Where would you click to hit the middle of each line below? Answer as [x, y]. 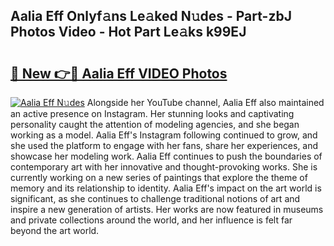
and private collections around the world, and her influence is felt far [151, 220]
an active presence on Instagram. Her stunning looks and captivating [152, 113]
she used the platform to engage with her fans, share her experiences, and [164, 145]
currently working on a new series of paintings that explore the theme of [159, 177]
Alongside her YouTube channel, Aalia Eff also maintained [205, 102]
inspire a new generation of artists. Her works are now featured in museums [167, 209]
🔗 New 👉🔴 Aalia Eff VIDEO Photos [119, 73]
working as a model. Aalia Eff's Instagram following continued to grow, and [164, 135]
